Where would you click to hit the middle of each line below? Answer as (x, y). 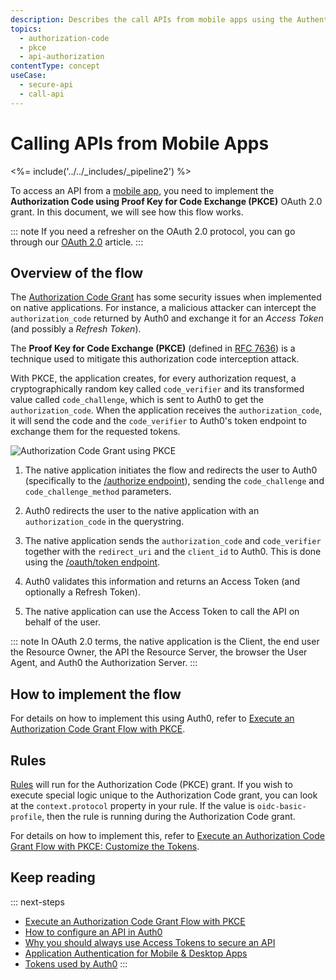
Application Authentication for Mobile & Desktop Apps (136, 953)
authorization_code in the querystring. (104, 522)
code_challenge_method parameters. (98, 492)
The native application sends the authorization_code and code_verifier (173, 541)
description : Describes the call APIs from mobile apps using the (151, 19)
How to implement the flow (96, 694)
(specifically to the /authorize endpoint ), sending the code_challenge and (174, 481)
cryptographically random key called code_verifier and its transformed (157, 389)
